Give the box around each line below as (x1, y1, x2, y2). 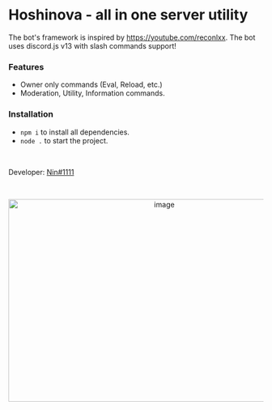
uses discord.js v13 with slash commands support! (8, 41, 176, 50)
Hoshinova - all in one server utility (8, 6, 249, 24)
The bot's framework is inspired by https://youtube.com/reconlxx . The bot (8, 32, 256, 42)
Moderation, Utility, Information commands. (19, 88, 165, 98)
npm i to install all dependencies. (19, 127, 130, 137)
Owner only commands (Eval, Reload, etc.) (19, 79, 164, 90)
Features (8, 61, 45, 72)
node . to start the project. (19, 135, 108, 145)
